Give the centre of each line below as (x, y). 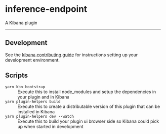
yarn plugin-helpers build (33, 101)
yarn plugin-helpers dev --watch (40, 116)
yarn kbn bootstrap (25, 87)
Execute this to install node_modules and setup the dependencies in (87, 92)
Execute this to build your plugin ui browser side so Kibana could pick (88, 121)
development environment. (33, 60)
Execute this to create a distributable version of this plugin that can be (89, 106)
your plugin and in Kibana (43, 97)
